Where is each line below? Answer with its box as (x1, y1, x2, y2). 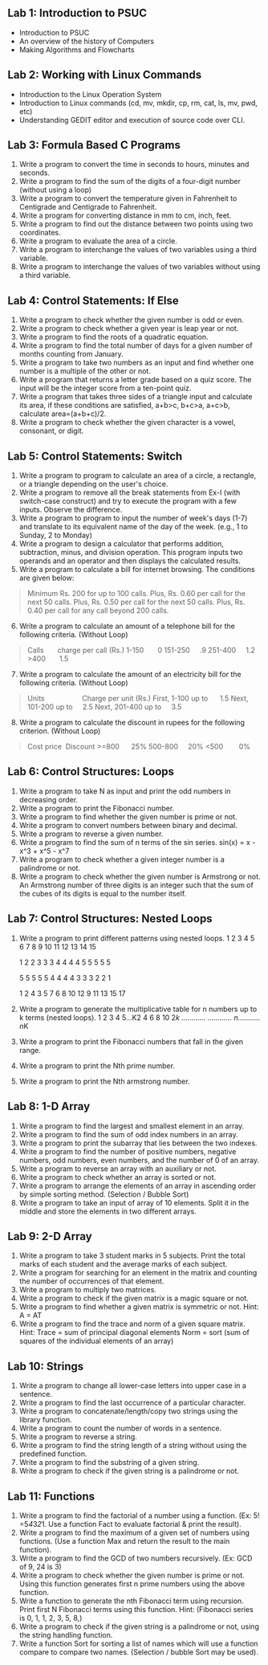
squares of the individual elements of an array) (18, 1336, 174, 1346)
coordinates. (18, 228, 61, 238)
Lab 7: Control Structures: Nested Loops (7, 912, 213, 926)
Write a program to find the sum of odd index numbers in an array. (18, 1129, 238, 1139)
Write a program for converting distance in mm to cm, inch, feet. (18, 210, 232, 220)
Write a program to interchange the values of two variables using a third (18, 245, 258, 255)
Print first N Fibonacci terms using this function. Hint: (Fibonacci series (18, 1604, 254, 1614)
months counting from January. (18, 349, 124, 359)
